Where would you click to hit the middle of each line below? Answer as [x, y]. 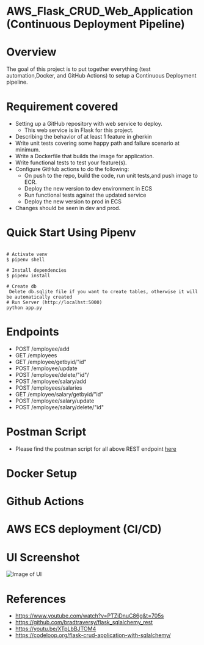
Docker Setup [42, 474]
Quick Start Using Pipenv [71, 233]
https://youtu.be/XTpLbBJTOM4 [56, 629]
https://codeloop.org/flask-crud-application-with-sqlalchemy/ [93, 635]
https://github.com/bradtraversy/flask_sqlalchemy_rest [84, 622]
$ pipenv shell [26, 260]
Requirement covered [62, 107]
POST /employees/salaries [49, 388]
